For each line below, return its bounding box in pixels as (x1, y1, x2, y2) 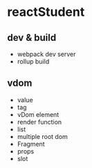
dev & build (7, 32, 57, 44)
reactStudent (7, 4, 85, 20)
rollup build (17, 57, 50, 66)
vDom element (17, 110, 59, 118)
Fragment (17, 140, 45, 148)
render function (17, 118, 62, 126)
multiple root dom (17, 132, 68, 140)
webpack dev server (17, 50, 76, 58)
